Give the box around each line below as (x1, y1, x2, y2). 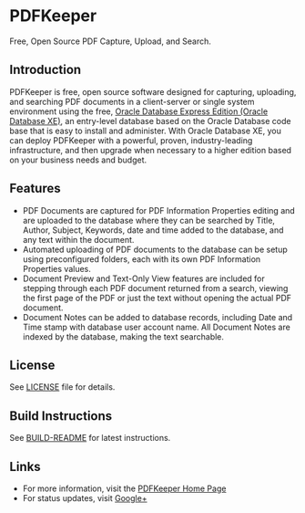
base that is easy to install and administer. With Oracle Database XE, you (9, 125, 282, 136)
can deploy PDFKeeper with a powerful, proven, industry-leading (9, 134, 253, 146)
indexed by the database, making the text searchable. (22, 330, 225, 342)
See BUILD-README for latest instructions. (9, 433, 171, 444)
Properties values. (22, 263, 91, 274)
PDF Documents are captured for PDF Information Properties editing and (22, 204, 296, 215)
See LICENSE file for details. (9, 382, 116, 393)
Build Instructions (9, 408, 113, 424)
